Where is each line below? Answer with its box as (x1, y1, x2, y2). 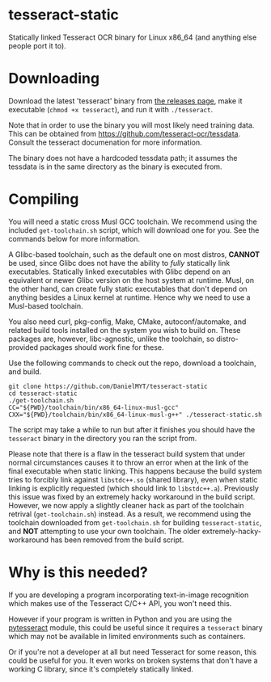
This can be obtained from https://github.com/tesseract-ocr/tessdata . (8, 128, 241, 138)
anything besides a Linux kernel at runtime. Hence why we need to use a (8, 293, 251, 302)
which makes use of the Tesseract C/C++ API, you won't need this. (8, 598, 232, 608)
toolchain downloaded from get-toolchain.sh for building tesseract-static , (8, 517, 262, 527)
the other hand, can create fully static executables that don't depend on (8, 284, 248, 293)
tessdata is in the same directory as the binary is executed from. (8, 162, 222, 171)
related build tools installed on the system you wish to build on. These (8, 325, 241, 335)
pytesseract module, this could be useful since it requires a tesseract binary (8, 622, 263, 632)
